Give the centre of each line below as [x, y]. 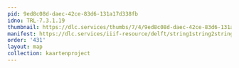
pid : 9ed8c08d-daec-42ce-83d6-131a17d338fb [73, 14]
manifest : [22, 34]
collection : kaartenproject [49, 54]
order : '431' [27, 40]
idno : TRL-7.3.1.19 [36, 21]
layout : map [25, 47]
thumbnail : [23, 27]
